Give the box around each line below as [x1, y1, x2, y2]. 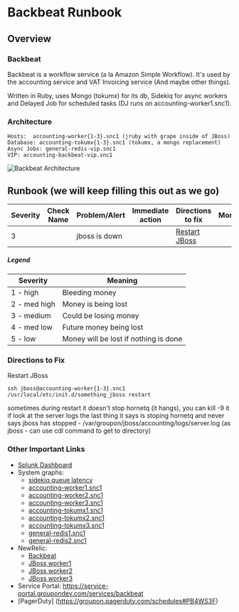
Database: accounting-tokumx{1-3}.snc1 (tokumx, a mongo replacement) [7, 139, 221, 147]
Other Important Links [7, 444, 85, 454]
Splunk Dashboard [17, 460, 73, 469]
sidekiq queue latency [28, 475, 93, 484]
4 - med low [11, 322, 53, 332]
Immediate [132, 206, 169, 216]
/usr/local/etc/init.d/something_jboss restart [7, 391, 152, 399]
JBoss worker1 [28, 559, 72, 567]
